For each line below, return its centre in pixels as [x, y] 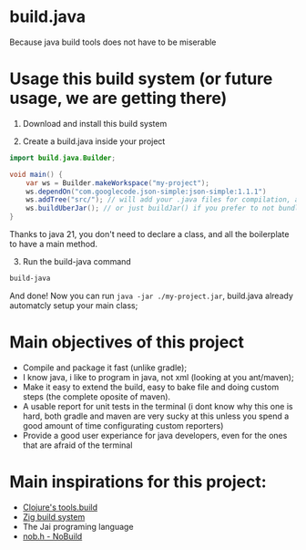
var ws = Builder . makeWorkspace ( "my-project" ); [117, 183]
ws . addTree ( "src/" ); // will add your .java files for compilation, [158, 200]
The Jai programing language [78, 526]
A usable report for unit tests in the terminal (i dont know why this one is [158, 406]
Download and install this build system [95, 123]
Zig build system [54, 516]
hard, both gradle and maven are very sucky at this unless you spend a [156, 416]
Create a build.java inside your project [94, 141]
